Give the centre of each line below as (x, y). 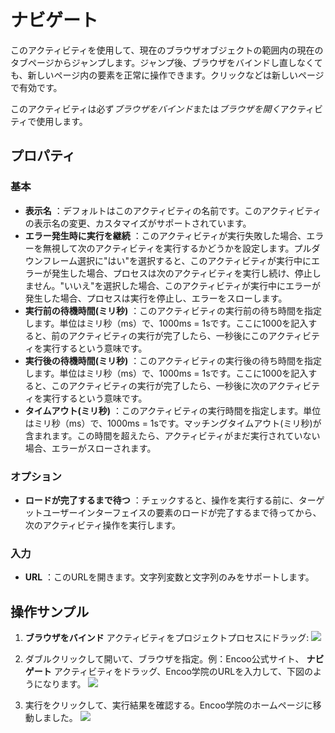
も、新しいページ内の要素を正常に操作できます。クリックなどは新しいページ (167, 75)
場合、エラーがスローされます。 (90, 448)
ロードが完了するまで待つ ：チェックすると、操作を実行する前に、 (161, 500)
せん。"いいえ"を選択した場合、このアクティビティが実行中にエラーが (177, 285)
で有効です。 (36, 87)
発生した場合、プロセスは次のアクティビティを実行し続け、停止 (182, 273)
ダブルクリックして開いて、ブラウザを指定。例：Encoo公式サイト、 (164, 659)
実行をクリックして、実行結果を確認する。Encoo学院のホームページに (168, 705)
